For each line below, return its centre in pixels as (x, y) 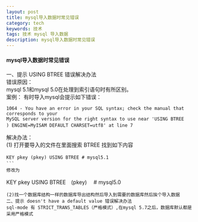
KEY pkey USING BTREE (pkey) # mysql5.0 (64, 182)
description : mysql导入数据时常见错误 (51, 40)
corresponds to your (32, 114)
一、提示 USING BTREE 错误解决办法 (51, 75)
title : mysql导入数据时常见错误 (43, 17)
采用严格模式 (20, 214)
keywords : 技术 (24, 29)
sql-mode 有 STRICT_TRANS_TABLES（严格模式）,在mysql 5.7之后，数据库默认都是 (99, 208)
